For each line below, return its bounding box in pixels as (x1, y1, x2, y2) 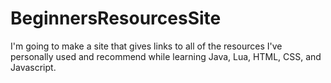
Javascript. (10, 61, 57, 73)
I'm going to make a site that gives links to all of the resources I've (10, 40, 283, 52)
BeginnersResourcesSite (10, 7, 222, 30)
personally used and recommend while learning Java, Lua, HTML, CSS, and (10, 50, 322, 62)
